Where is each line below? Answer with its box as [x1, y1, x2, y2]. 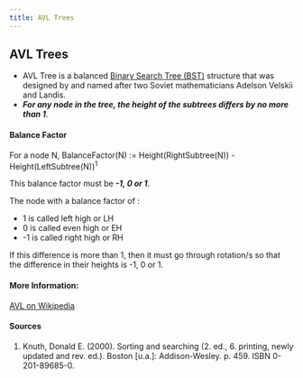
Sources [9, 321, 42, 332]
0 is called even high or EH [22, 223, 123, 234]
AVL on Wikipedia [9, 300, 75, 311]
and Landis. [22, 89, 66, 100]
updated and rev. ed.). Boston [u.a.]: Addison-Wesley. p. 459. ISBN [22, 350, 271, 361]
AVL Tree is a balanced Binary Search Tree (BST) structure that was [22, 70, 275, 81]
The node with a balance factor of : [9, 196, 140, 207]
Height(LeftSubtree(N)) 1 [9, 159, 98, 171]
